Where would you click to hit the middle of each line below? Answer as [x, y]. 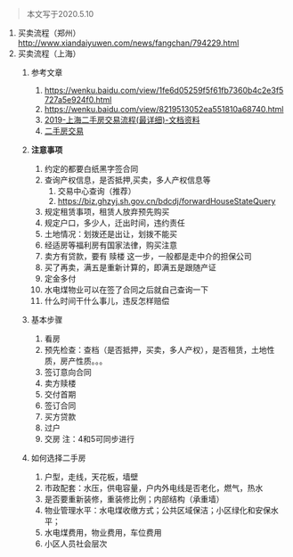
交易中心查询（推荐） [97, 191]
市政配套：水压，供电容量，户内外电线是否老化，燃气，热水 [154, 488]
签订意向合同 [68, 372]
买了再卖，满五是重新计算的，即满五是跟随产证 [130, 267]
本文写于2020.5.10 [60, 14]
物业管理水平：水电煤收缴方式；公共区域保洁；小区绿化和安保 [158, 510]
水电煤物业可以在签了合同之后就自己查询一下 [126, 290]
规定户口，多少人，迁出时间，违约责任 [114, 223]
